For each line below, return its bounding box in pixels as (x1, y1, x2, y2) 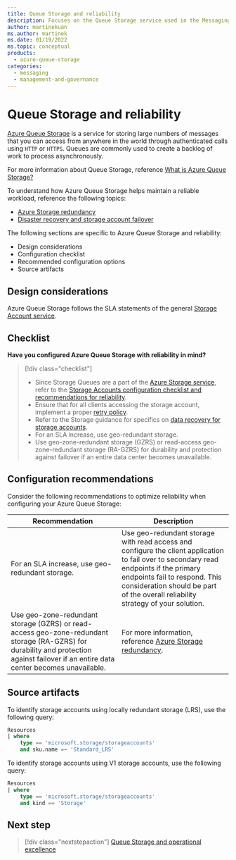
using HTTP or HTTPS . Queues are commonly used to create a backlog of (7, 144, 213, 153)
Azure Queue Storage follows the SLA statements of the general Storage (7, 304, 218, 313)
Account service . (7, 311, 57, 320)
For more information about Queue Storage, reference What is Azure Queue (7, 166, 227, 174)
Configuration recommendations (7, 473, 155, 485)
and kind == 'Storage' (20, 799, 86, 806)
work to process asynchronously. (7, 152, 104, 161)
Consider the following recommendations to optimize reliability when (7, 492, 206, 500)
